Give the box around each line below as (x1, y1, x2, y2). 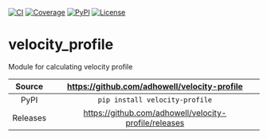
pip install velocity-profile (97, 95, 213, 104)
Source (15, 81, 44, 92)
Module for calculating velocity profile (8, 62, 133, 71)
